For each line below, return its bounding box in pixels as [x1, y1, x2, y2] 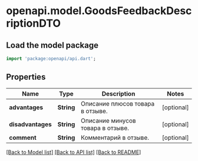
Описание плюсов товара [80, 99, 155, 107]
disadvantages [9, 120, 52, 128]
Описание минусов [80, 116, 137, 124]
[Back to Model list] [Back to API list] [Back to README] [6, 149, 141, 156]
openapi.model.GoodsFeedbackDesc [6, 4, 192, 18]
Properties [6, 72, 46, 82]
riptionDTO [6, 17, 61, 30]
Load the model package [6, 40, 99, 50]
